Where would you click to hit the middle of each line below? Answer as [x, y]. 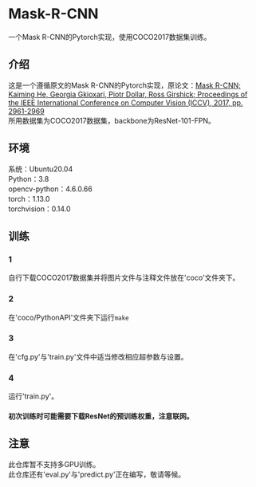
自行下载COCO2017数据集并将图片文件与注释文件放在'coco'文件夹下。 [124, 278]
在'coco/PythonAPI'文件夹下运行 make [69, 317]
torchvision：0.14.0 [39, 209]
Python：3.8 [29, 179]
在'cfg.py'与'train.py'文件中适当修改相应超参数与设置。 [98, 356]
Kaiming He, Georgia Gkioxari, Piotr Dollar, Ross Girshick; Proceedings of [128, 94]
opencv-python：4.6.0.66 [51, 189]
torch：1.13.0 [29, 198]
